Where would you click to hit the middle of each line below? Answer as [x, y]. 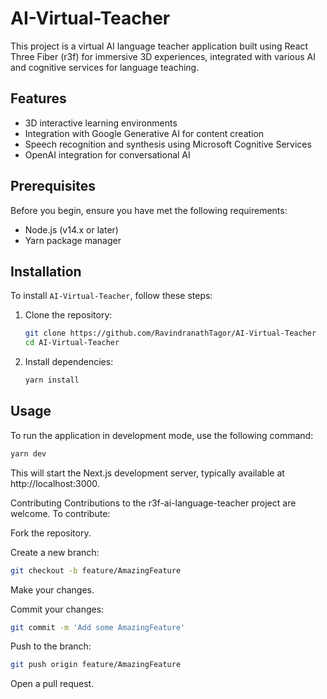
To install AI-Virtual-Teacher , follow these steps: [111, 296]
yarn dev [28, 453]
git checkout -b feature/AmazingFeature [96, 570]
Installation [46, 271]
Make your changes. [52, 589]
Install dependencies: [69, 362]
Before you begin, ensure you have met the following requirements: [149, 210]
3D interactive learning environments [101, 123]
